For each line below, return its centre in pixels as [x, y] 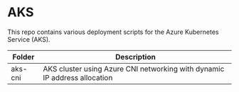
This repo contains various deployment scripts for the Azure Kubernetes [113, 32]
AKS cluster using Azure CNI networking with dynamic [133, 69]
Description [136, 57]
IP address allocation [78, 77]
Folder [23, 57]
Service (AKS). [29, 39]
